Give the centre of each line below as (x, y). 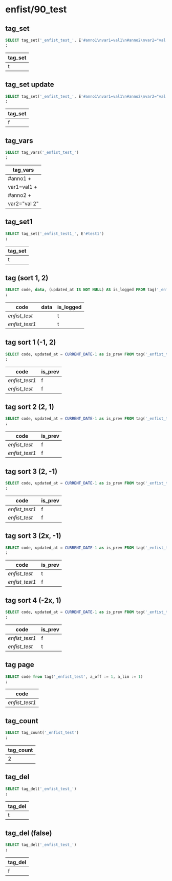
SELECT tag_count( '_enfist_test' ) (42, 733)
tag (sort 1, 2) (27, 278)
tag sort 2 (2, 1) (30, 407)
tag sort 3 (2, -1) (31, 471)
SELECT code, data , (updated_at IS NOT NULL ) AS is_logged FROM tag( (81, 290)
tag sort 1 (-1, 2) (31, 342)
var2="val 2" (24, 203)
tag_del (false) (29, 833)
